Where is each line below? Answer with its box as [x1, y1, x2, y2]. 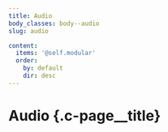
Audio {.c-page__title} [8, 106, 161, 125]
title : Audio [8, 11, 53, 20]
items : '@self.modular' [15, 49, 96, 57]
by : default [23, 64, 63, 73]
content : [8, 41, 38, 49]
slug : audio [8, 27, 49, 35]
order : [15, 57, 38, 65]
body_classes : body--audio [8, 19, 100, 28]
